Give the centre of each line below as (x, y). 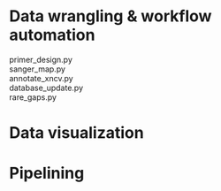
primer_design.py (41, 59)
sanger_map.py (38, 69)
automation (52, 35)
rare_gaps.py (33, 97)
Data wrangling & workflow (110, 16)
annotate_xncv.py (41, 78)
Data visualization (76, 133)
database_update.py (46, 88)
